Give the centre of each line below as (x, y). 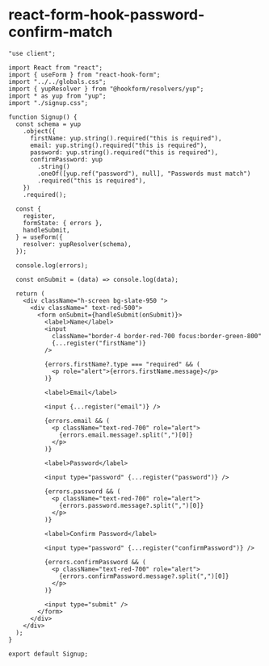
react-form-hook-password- (107, 15)
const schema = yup (48, 124)
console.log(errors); (52, 265)
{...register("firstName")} (99, 343)
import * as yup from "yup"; (57, 96)
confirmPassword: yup (66, 159)
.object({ (40, 131)
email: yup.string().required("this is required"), (118, 145)
